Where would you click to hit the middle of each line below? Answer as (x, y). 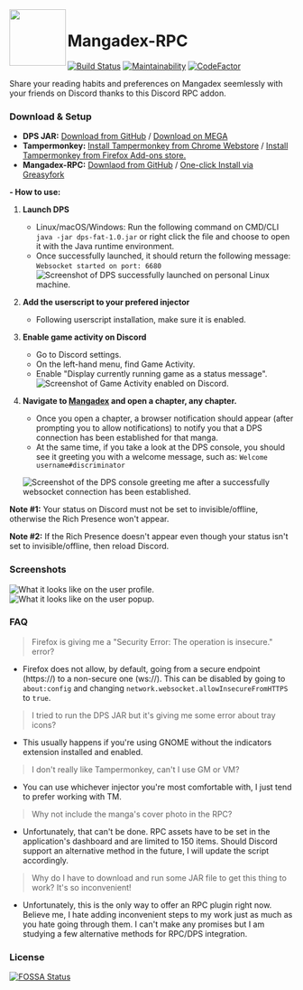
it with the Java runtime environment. (105, 247)
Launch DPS (46, 210)
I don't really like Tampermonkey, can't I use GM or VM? (135, 769)
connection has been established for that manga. (127, 438)
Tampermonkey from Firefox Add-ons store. (104, 155)
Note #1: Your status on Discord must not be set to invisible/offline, (134, 509)
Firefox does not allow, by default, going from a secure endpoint (141, 668)
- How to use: (35, 192)
